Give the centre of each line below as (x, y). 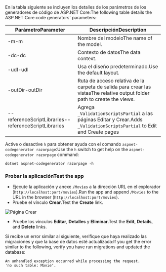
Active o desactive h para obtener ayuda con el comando (63, 144)
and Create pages (98, 132)
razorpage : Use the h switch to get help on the (82, 149)
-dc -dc (17, 55)
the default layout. (98, 73)
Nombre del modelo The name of (115, 38)
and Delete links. (29, 227)
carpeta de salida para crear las (114, 87)
